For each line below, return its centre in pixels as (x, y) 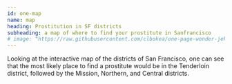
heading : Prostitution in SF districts (65, 26)
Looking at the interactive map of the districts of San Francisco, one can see (116, 59)
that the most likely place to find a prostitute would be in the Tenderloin (108, 66)
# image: (20, 39)
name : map (21, 20)
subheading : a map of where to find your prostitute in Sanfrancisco (109, 33)
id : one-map (24, 13)
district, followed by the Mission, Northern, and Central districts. (98, 74)
